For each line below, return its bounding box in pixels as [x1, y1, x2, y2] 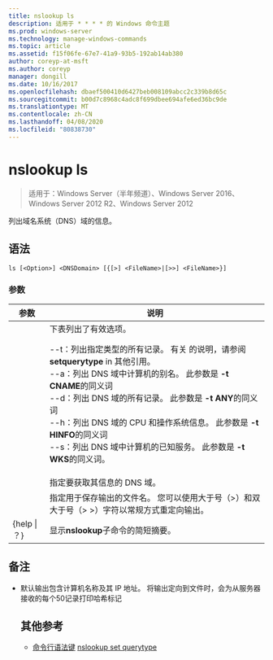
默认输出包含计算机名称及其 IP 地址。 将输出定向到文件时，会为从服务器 [19, 583, 262, 592]
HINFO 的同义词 [49, 429, 108, 440]
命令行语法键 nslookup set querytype [32, 642, 157, 652]
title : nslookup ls [8, 11, 75, 20]
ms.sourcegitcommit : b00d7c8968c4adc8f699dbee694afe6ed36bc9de [8, 95, 227, 103]
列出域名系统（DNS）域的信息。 [8, 216, 116, 225]
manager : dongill [8, 72, 67, 81]
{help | [12, 518, 38, 529]
